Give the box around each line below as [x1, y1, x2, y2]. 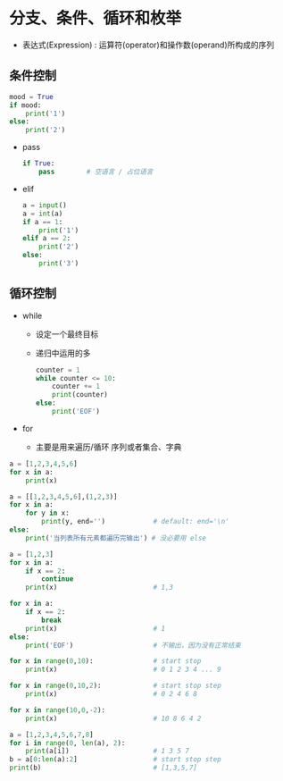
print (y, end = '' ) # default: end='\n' [41, 517, 229, 526]
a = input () [21, 200, 67, 210]
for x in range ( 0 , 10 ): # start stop [9, 657, 202, 666]
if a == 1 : [21, 217, 63, 226]
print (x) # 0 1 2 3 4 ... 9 [25, 665, 221, 675]
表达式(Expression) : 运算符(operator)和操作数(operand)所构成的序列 [21, 39, 275, 50]
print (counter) [52, 390, 109, 399]
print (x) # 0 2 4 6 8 [25, 690, 198, 699]
